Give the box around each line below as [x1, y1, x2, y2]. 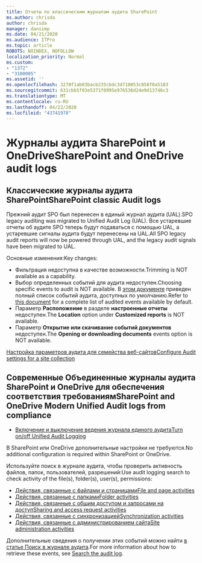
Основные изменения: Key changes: [6, 255, 98, 262]
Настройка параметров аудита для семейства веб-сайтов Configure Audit [6, 348, 196, 356]
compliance [6, 410, 52, 420]
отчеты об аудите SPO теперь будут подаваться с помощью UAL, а [6, 224, 180, 231]
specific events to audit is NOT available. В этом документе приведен [14, 285, 191, 293]
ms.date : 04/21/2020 [6, 31, 58, 37]
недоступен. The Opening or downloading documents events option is [14, 330, 193, 338]
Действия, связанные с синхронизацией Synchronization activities [14, 512, 184, 520]
